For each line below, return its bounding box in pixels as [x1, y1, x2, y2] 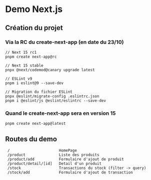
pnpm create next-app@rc [5, 54, 57, 59]
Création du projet [5, 24, 63, 32]
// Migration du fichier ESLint [5, 89, 72, 94]
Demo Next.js [5, 4, 63, 15]
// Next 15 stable [5, 63, 43, 68]
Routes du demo [5, 134, 57, 143]
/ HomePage [7, 148, 77, 153]
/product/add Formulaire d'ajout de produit [7, 156, 124, 161]
